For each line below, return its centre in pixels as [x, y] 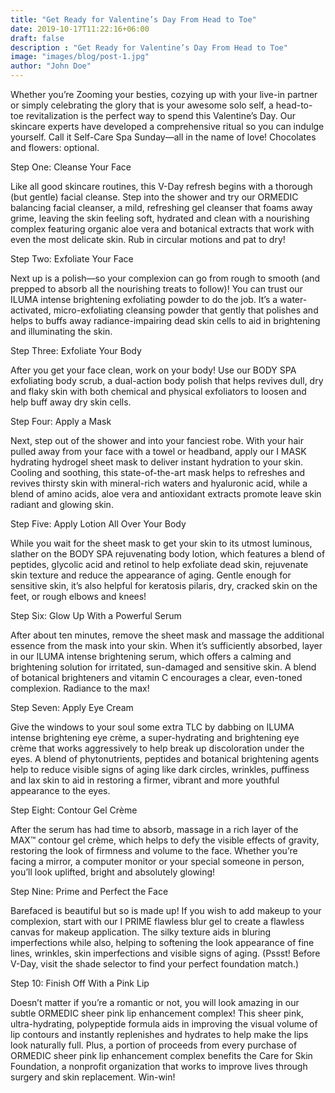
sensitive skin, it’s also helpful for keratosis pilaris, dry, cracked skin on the [164, 585]
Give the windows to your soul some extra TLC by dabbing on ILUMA [152, 727]
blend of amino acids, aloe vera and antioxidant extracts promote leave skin [166, 494]
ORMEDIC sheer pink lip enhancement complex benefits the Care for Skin [161, 1055]
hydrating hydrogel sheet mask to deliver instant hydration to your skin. [157, 462]
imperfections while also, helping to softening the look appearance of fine [162, 942]
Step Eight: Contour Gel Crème [74, 810]
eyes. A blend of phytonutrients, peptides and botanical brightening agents [165, 759]
